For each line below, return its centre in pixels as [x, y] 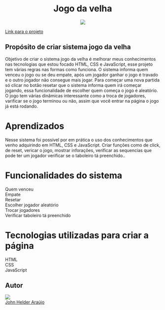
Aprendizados [35, 126]
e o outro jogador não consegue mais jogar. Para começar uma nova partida [82, 80]
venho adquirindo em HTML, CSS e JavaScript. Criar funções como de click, [83, 145]
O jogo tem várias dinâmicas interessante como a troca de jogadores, [76, 96]
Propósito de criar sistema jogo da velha [68, 47]
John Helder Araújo [25, 302]
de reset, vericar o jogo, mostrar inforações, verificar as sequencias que [78, 150]
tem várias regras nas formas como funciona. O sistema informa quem [77, 69]
